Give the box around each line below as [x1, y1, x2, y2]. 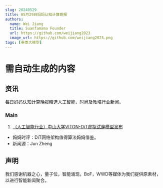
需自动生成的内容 [5, 63, 76, 74]
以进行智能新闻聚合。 [5, 177, 49, 183]
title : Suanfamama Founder [9, 26, 66, 31]
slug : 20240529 [5, 7, 37, 13]
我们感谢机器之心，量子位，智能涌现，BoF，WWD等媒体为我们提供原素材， [5, 171, 161, 177]
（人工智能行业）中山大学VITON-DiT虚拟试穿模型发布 [12, 124, 123, 130]
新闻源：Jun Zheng [12, 141, 52, 147]
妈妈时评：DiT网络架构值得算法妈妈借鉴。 [12, 134, 99, 140]
